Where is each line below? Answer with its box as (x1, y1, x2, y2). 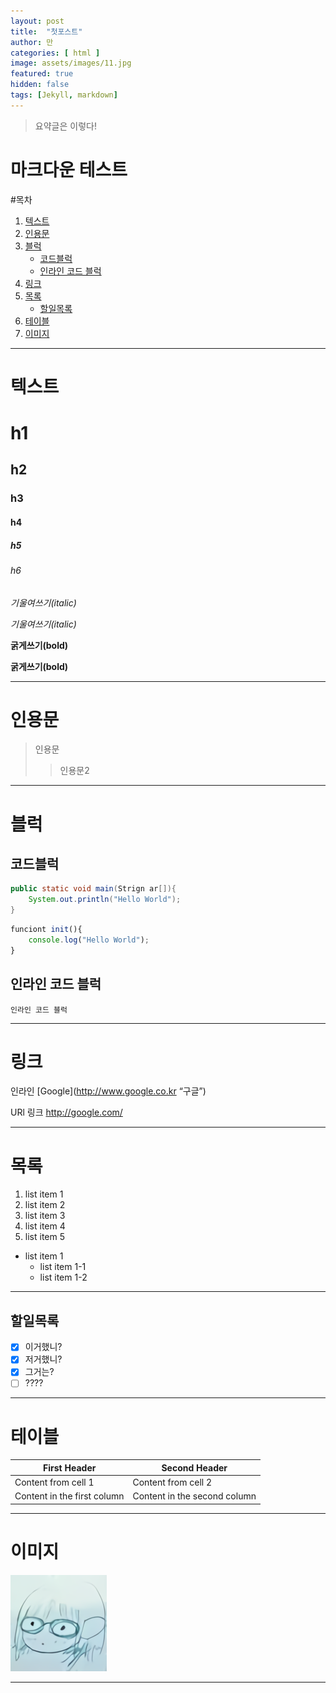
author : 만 (10, 37, 54, 47)
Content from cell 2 (132, 1476, 213, 1489)
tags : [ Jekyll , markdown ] (10, 90, 118, 100)
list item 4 (24, 1220, 66, 1232)
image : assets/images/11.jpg (10, 58, 132, 69)
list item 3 (24, 1210, 66, 1222)
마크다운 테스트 (10, 158, 128, 181)
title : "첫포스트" (10, 26, 83, 37)
